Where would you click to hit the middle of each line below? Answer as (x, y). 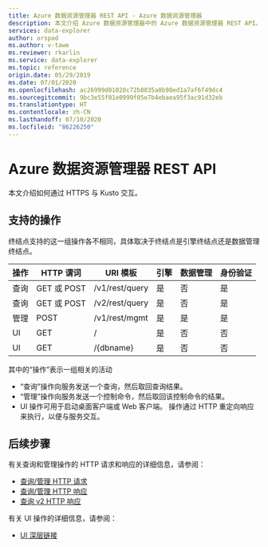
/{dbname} (114, 347)
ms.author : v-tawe (39, 46)
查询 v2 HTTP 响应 (50, 501)
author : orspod (33, 38)
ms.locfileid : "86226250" (51, 127)
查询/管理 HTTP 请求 (53, 482)
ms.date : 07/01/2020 (43, 82)
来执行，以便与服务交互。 (62, 416)
